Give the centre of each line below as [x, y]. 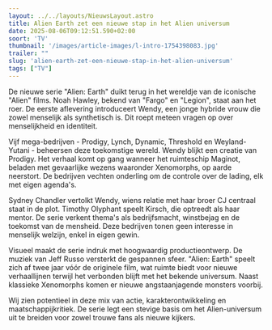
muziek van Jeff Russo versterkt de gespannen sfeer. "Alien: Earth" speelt [132, 259]
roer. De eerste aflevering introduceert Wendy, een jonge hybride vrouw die [135, 108]
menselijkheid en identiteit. [53, 125]
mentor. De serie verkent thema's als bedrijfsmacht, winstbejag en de [124, 217]
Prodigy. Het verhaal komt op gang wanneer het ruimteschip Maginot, [124, 159]
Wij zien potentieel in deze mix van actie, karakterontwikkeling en [117, 300]
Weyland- [230, 142]
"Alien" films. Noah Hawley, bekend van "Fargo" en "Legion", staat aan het [132, 100]
